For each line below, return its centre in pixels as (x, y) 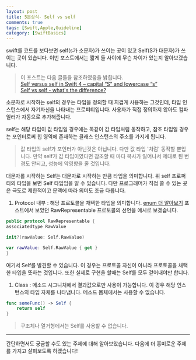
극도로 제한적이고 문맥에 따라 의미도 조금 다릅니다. (69, 191)
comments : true (24, 22)
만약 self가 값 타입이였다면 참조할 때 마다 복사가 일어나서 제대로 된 (108, 156)
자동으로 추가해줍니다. (46, 117)
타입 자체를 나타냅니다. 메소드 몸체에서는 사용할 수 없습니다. (98, 292)
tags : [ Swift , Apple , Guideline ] (44, 28)
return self (31, 309)
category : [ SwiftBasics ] (36, 33)
